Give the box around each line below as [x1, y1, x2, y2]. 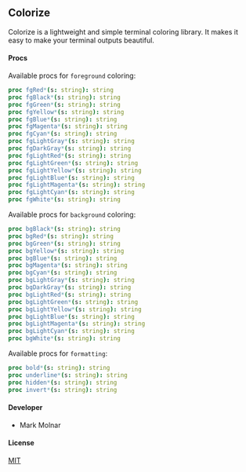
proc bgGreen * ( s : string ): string [8, 240, 121, 247]
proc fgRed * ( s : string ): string [8, 86, 114, 94]
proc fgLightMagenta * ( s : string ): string [8, 181, 146, 189]
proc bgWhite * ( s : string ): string [8, 335, 121, 342]
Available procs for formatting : [8, 349, 108, 358]
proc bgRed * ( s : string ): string [8, 232, 114, 240]
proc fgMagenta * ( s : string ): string [8, 123, 128, 130]
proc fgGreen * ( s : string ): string [8, 101, 121, 108]
